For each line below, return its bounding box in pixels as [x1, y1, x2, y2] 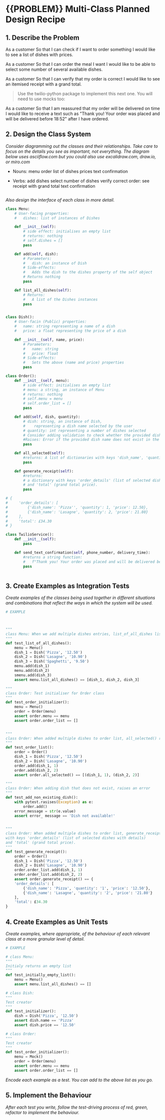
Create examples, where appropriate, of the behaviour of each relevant [5, 930, 150, 937]
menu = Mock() [14, 1054, 43, 1060]
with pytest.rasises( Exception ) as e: [14, 800, 94, 804]
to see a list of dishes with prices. [5, 52, 73, 57]
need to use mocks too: [17, 96, 66, 102]
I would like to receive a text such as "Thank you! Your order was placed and [5, 111, 160, 116]
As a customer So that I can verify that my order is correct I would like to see [5, 76, 160, 82]
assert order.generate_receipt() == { [14, 877, 94, 882]
